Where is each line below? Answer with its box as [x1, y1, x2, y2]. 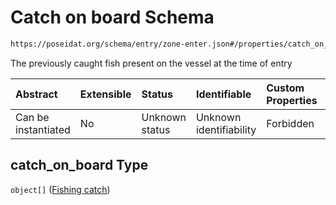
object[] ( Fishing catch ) [10, 183, 111, 195]
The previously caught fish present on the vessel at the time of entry [10, 57, 293, 69]
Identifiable [195, 87, 252, 101]
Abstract [15, 87, 58, 101]
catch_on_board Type [10, 157, 149, 174]
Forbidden [266, 116, 315, 130]
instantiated [15, 122, 71, 136]
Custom [266, 81, 305, 95]
